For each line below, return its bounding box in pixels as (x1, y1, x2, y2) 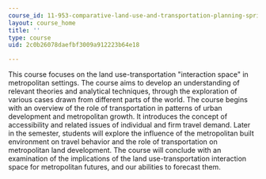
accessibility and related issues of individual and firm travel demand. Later (8, 120, 251, 130)
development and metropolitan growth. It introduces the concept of (8, 112, 228, 121)
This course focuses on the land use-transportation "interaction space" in (8, 70, 249, 79)
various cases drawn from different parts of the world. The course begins (8, 95, 248, 105)
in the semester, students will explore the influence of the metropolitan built (8, 128, 255, 139)
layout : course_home (8, 19, 77, 27)
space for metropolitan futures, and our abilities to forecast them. (8, 162, 222, 172)
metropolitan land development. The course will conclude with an (8, 146, 222, 155)
